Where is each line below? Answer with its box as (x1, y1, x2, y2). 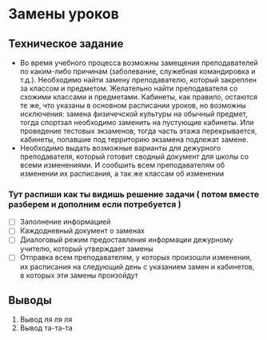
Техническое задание (8, 37, 124, 51)
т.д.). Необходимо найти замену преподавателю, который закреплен (19, 75, 257, 84)
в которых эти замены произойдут (19, 270, 138, 280)
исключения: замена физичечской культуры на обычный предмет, (19, 109, 248, 119)
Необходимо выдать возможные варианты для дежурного (19, 144, 221, 152)
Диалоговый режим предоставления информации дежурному (19, 235, 233, 245)
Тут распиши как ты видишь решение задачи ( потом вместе (8, 188, 260, 200)
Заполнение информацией (19, 217, 111, 227)
